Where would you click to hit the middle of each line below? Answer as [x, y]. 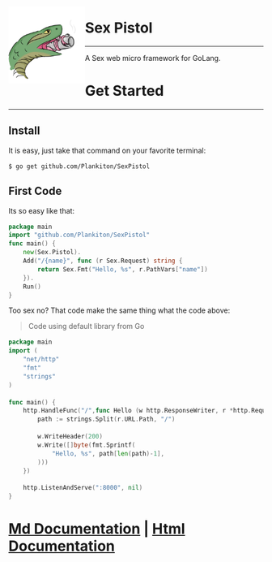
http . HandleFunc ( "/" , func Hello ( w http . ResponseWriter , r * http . [137, 411]
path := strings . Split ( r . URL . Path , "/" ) [106, 419]
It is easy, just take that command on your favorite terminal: [107, 150]
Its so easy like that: [42, 210]
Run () [32, 287]
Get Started [124, 91]
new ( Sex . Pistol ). [52, 253]
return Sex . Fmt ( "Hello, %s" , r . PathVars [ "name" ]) [123, 269]
